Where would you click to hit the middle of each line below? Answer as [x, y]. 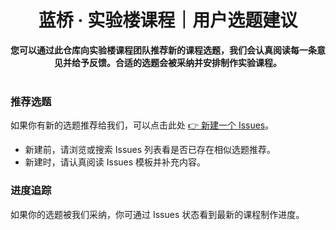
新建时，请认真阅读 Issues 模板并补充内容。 [115, 162]
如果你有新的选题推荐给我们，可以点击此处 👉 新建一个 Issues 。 [142, 125]
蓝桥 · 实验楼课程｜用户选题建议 [168, 20]
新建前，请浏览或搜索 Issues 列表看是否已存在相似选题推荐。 [150, 150]
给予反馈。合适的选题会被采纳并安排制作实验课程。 [176, 62]
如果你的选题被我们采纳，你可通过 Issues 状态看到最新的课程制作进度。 [157, 214]
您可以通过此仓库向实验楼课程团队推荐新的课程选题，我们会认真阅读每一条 [163, 50]
